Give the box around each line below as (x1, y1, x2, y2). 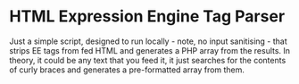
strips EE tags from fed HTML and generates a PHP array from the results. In (9, 45, 291, 55)
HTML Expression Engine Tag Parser (9, 6, 286, 27)
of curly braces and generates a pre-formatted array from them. (9, 64, 245, 75)
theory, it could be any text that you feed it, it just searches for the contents (9, 55, 287, 65)
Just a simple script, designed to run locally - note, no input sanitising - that (9, 36, 287, 46)
